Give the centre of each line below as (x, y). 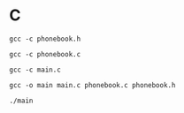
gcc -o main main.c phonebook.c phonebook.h (92, 85)
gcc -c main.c (35, 70)
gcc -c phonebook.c (45, 54)
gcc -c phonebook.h (45, 39)
